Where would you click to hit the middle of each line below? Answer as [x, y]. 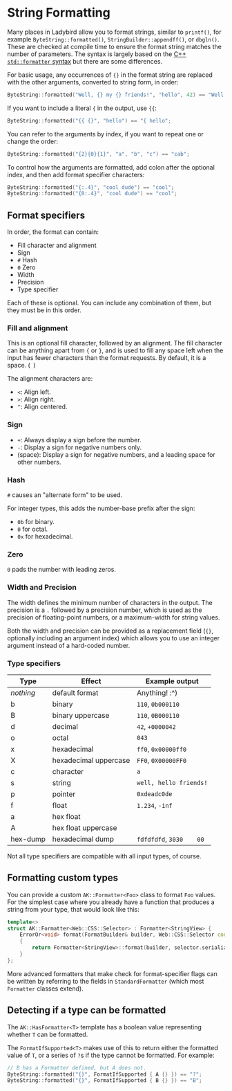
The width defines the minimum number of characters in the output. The [110, 602]
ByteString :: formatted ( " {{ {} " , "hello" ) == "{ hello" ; [89, 120]
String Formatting [59, 13]
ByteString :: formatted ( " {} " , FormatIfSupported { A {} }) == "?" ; [105, 1074]
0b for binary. [36, 522]
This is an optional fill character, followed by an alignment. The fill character [115, 343]
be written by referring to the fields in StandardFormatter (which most [106, 981]
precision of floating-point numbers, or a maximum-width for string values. [114, 617]
